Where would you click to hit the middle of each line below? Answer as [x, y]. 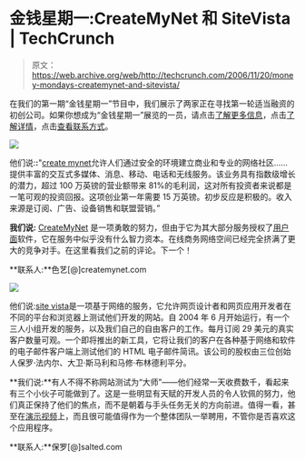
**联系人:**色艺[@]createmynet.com [78, 269]
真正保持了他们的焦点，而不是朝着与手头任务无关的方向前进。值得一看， [152, 405]
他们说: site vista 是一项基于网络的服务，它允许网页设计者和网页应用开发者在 [151, 306]
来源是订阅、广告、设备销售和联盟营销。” [85, 208]
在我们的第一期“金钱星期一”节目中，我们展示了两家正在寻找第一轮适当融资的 [152, 103]
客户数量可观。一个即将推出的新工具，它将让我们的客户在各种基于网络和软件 [152, 340]
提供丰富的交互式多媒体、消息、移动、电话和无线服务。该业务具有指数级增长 [152, 174]
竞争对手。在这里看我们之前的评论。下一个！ [108, 250]
